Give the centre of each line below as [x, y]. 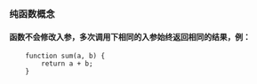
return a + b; [67, 64]
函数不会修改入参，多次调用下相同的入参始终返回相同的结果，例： [130, 36]
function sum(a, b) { [65, 56]
